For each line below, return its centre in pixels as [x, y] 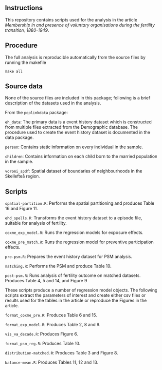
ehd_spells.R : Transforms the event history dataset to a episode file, [74, 218]
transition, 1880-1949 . [27, 30]
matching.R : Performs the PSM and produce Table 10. [58, 266]
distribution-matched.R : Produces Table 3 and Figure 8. [62, 353]
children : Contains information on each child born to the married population [81, 156]
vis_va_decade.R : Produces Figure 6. [42, 334]
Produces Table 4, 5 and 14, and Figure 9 [46, 281]
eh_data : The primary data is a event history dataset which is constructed [78, 122]
